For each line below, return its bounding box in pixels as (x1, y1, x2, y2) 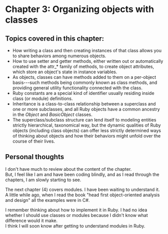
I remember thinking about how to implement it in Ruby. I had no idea (5, 207, 147, 213)
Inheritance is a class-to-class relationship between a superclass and (12, 101, 156, 106)
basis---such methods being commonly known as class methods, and (12, 79, 157, 85)
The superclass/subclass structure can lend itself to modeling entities (12, 117, 156, 123)
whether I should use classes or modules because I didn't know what (5, 212, 148, 218)
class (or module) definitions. (12, 95, 73, 101)
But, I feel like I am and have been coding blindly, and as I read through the (5, 171, 159, 177)
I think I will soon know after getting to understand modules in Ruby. (5, 222, 145, 229)
